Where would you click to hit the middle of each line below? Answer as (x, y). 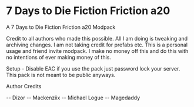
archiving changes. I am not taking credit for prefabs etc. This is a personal (97, 45)
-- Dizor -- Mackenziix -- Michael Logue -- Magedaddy (73, 98)
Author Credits (24, 86)
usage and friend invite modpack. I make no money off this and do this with (97, 51)
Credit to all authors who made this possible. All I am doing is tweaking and (97, 38)
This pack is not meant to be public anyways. (61, 75)
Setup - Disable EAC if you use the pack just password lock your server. (93, 68)
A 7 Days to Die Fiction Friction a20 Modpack (61, 27)
